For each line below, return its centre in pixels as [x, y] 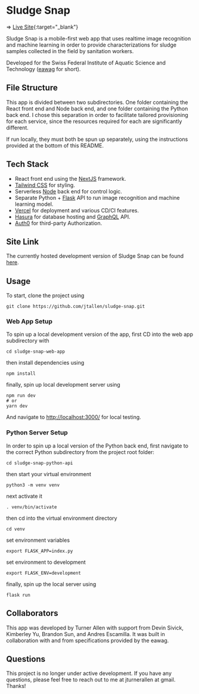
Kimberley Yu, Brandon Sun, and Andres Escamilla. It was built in [85, 634]
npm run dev [21, 396]
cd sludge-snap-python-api [40, 463]
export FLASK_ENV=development [44, 573]
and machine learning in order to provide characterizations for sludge [91, 45]
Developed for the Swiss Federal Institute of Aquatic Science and [86, 63]
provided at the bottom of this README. [55, 145]
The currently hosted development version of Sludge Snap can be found [95, 256]
